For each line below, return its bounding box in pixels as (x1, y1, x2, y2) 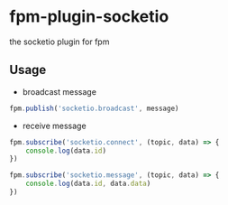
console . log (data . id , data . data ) (25, 179, 151, 189)
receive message (22, 120, 87, 131)
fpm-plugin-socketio (9, 6, 169, 27)
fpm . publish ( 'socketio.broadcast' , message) (9, 104, 179, 113)
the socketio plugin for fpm (9, 36, 110, 47)
